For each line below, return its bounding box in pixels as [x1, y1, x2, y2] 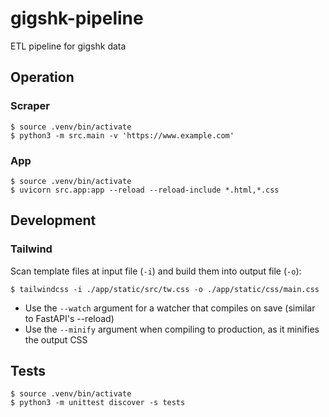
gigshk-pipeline [10, 7, 144, 30]
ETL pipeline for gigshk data [10, 40, 127, 52]
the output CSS [24, 333, 88, 346]
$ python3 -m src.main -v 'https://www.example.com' [10, 130, 235, 141]
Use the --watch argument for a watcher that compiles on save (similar [24, 302, 316, 314]
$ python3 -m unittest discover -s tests [10, 398, 186, 408]
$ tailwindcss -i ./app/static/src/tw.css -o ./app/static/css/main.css [10, 284, 320, 294]
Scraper [10, 99, 50, 113]
